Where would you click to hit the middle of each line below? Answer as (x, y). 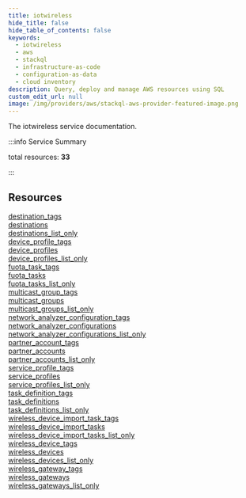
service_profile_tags (41, 367)
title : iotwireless (40, 15)
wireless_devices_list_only (51, 460)
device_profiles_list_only (48, 258)
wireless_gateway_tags (45, 469)
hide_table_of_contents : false (60, 30)
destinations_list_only (43, 233)
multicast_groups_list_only (51, 309)
